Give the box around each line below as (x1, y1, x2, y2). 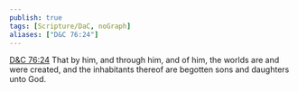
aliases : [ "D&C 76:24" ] (9, 30, 99, 39)
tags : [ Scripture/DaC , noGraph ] (9, 22, 131, 31)
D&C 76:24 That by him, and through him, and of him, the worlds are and (9, 55, 280, 66)
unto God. (9, 74, 47, 85)
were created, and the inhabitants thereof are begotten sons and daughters (9, 64, 290, 75)
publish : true (9, 13, 63, 23)
